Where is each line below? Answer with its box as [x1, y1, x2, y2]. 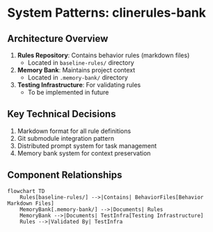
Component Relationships [7, 169, 123, 181]
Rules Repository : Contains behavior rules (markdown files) [17, 51, 190, 59]
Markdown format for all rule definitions [17, 127, 131, 135]
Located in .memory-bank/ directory [27, 73, 128, 82]
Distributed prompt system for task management [17, 141, 157, 150]
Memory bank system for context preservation [17, 148, 151, 157]
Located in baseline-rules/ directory [27, 59, 134, 67]
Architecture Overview [7, 33, 109, 45]
